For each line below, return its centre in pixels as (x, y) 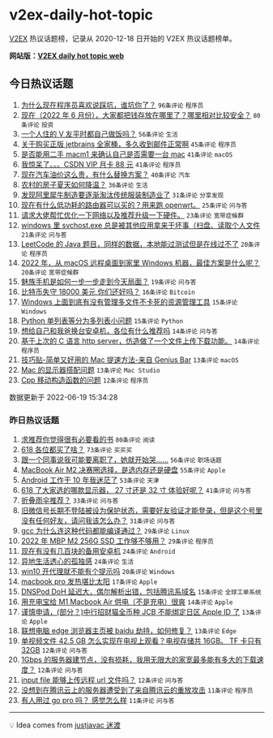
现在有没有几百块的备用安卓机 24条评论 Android (98, 551)
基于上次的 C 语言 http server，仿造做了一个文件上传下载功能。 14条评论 (140, 341)
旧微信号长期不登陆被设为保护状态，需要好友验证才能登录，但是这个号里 (141, 511)
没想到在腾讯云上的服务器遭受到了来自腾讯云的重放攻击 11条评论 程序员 (137, 690)
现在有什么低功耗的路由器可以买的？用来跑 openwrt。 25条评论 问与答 (134, 205)
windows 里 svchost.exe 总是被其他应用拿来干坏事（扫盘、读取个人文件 (141, 225)
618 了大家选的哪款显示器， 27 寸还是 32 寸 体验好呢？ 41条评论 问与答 (136, 490)
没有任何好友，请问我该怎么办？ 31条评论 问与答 (98, 520)
